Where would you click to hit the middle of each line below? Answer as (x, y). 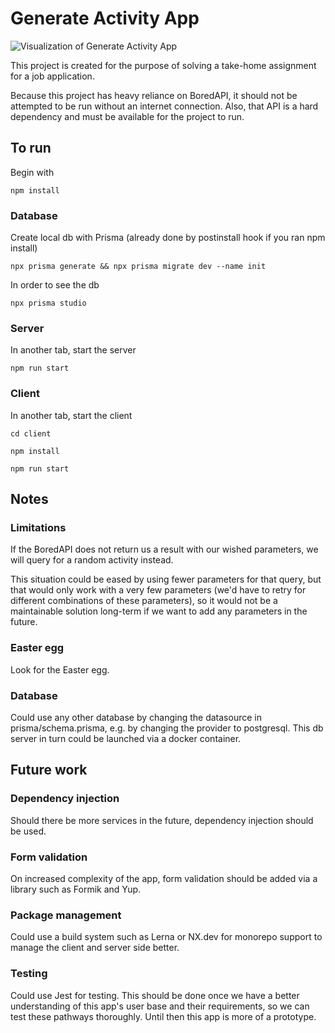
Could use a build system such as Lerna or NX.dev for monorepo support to (166, 937)
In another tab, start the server (73, 350)
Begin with (32, 172)
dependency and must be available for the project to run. (127, 116)
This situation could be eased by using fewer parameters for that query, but (166, 579)
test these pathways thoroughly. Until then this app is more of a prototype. (163, 1016)
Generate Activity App (105, 18)
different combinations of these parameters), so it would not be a (144, 601)
